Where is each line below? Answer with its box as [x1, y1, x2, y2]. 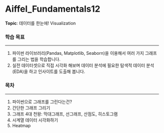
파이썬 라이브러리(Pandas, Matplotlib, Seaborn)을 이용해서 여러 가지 [12, 50, 144, 56]
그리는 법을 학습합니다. [17, 56, 61, 62]
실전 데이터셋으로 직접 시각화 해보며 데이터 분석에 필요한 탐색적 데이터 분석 [12, 63, 155, 68]
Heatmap [12, 122, 31, 128]
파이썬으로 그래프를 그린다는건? [12, 99, 72, 105]
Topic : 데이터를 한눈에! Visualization [5, 20, 76, 26]
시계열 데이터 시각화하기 [12, 117, 59, 123]
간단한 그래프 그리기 [12, 105, 50, 111]
